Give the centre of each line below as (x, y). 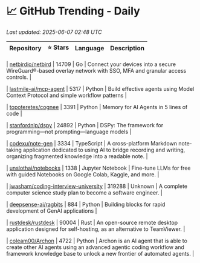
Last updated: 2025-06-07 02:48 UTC (54, 32)
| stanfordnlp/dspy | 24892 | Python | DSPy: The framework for (85, 125)
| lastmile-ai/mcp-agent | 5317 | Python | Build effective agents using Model (100, 88)
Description (127, 48)
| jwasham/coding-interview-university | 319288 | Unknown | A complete (97, 186)
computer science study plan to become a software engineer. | (85, 192)
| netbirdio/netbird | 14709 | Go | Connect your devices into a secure (91, 64)
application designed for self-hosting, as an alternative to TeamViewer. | (96, 229)
